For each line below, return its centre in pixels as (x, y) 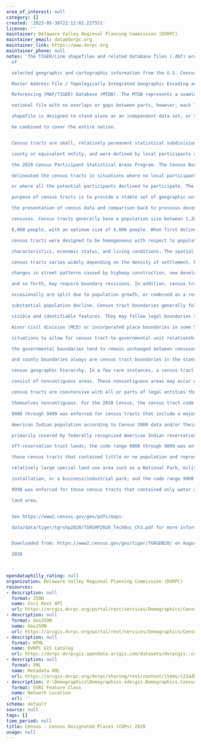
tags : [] (17, 715)
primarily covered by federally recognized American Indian (88, 436)
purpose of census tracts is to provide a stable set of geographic (99, 197)
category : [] (22, 17)
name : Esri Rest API (37, 604)
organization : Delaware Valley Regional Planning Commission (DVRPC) (95, 581)
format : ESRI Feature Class (47, 688)
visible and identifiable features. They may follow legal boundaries (101, 316)
